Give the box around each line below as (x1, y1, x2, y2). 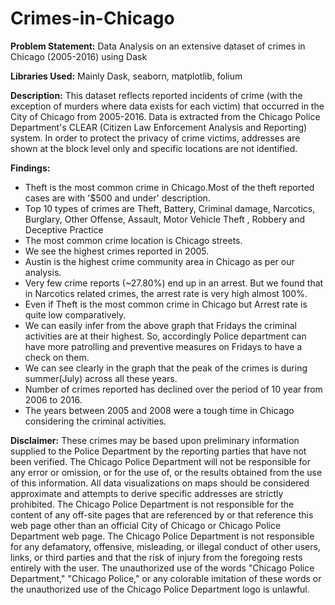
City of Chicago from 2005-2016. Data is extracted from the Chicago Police (10, 110, 321, 122)
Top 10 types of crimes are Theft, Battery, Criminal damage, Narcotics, (24, 202, 316, 214)
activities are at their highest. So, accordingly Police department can (24, 330, 307, 342)
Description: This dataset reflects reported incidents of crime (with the (10, 89, 303, 101)
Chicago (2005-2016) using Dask (10, 50, 148, 62)
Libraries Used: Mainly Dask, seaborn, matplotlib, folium (10, 70, 243, 82)
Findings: (10, 162, 51, 174)
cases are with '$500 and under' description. (24, 192, 211, 204)
